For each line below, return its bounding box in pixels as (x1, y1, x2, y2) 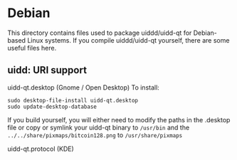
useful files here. (7, 43, 57, 52)
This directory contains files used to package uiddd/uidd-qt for (7, 28, 192, 37)
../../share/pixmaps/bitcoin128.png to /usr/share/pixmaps (7, 130, 183, 139)
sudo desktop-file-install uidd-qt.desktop (7, 97, 139, 104)
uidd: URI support (7, 64, 88, 76)
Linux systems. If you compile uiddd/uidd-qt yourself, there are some (27, 36, 230, 44)
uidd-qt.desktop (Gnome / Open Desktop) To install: (7, 83, 160, 92)
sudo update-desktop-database (7, 103, 98, 110)
